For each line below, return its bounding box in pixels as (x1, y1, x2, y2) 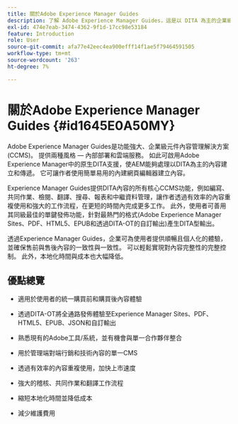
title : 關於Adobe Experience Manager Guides (7, 10, 139, 18)
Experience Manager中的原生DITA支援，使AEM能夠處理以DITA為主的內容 (7, 160, 222, 168)
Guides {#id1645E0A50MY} (7, 118, 176, 133)
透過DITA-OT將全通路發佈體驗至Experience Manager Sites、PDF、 (17, 310, 212, 318)
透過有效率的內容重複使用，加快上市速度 (17, 364, 136, 372)
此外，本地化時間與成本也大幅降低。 (21, 252, 127, 260)
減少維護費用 (17, 409, 55, 418)
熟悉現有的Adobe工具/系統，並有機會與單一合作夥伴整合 (17, 334, 183, 342)
